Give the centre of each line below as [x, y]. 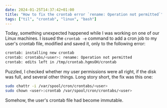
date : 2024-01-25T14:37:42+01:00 [40, 10]
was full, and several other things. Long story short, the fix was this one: [79, 77]
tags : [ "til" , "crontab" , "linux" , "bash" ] [51, 19]
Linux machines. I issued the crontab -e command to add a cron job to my [81, 38]
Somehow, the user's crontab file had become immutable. [64, 100]
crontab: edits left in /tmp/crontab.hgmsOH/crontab [61, 62]
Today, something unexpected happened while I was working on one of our [83, 33]
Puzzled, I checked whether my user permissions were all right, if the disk [81, 72]
